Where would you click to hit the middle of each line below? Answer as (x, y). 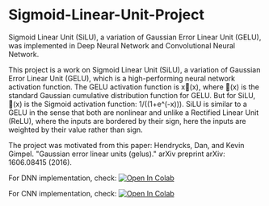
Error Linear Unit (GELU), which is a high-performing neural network (122, 78)
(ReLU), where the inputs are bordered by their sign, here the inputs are (127, 121)
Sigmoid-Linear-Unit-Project (106, 15)
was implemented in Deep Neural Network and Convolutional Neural (122, 45)
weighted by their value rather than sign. (76, 130)
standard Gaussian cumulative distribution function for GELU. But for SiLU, (132, 95)
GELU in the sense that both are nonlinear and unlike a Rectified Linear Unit (134, 112)
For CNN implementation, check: (63, 193)
